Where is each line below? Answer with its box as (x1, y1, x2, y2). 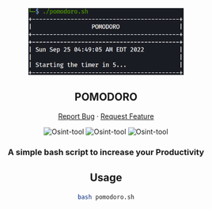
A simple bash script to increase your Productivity (7, 146, 205, 158)
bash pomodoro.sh (77, 193, 135, 201)
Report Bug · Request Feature (58, 111, 154, 121)
